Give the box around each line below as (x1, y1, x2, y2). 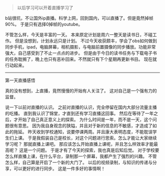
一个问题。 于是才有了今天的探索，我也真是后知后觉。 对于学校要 (27, 147, 160, 153)
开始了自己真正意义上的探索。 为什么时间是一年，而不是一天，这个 (18, 117, 153, 122)
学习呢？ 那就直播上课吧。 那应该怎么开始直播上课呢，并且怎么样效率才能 (5, 141, 154, 147)
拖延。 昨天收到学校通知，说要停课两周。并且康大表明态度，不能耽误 (13, 129, 153, 134)
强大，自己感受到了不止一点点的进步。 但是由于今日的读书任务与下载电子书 (5, 50, 157, 56)
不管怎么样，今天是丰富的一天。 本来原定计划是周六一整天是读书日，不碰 (5, 32, 153, 37)
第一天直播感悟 (5, 77, 35, 83)
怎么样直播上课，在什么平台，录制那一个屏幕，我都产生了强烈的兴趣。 (5, 153, 147, 159)
